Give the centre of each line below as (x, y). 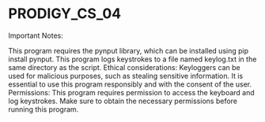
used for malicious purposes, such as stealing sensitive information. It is (126, 76)
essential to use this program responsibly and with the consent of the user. (130, 84)
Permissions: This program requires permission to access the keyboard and (131, 92)
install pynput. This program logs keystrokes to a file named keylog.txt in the (132, 59)
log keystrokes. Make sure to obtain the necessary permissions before (123, 101)
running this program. (44, 109)
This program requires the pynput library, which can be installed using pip (129, 50)
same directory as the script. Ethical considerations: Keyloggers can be (124, 67)
